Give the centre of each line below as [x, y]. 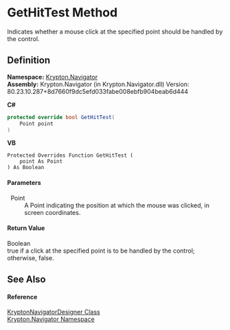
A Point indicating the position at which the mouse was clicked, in [117, 205]
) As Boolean [26, 168]
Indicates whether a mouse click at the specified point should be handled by [115, 31]
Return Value [26, 228]
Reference [22, 296]
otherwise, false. [31, 257]
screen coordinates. [53, 212]
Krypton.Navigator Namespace [51, 319]
